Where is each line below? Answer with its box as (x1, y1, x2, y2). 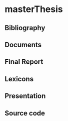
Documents (4, 40, 42, 49)
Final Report (4, 58, 43, 66)
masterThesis (4, 4, 63, 15)
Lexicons (4, 74, 33, 83)
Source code (4, 109, 45, 117)
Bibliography (4, 24, 45, 32)
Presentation (4, 92, 46, 100)
